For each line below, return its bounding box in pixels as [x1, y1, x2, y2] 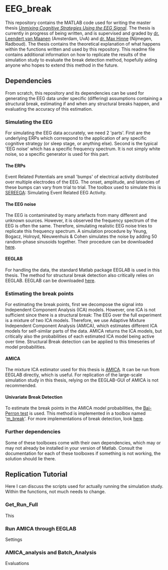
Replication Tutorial [5, 470, 68, 479]
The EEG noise [5, 201, 36, 207]
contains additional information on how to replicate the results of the [5, 51, 146, 58]
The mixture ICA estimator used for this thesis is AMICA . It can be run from [5, 367, 159, 373]
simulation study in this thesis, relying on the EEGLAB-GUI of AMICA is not [5, 377, 159, 383]
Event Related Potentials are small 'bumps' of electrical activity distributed [5, 174, 159, 180]
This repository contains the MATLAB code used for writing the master [5, 20, 151, 26]
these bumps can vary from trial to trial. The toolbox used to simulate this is [5, 184, 161, 190]
